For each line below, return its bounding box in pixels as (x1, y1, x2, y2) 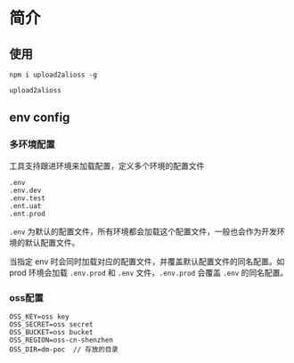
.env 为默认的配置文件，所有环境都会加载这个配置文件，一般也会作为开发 (9, 226, 278, 237)
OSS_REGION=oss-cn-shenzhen (9, 335, 114, 344)
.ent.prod (9, 209, 46, 218)
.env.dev (9, 186, 42, 195)
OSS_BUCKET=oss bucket (9, 327, 94, 336)
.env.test (9, 193, 46, 203)
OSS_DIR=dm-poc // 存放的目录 (9, 344, 118, 354)
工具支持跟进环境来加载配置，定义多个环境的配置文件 (9, 160, 205, 171)
